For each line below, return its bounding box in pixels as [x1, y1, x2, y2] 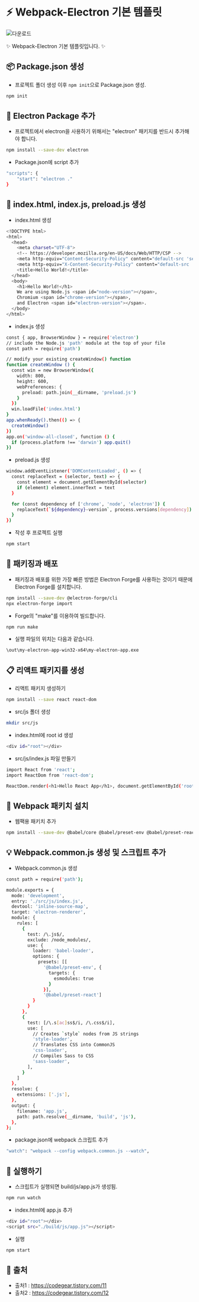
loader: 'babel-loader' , [32, 948, 94, 954]
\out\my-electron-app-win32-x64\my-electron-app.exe [6, 647, 139, 653]
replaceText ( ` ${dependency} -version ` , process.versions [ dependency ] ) [17, 507, 192, 512]
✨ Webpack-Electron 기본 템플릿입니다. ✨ [6, 42, 105, 49]
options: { [32, 954, 60, 960]
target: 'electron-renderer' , [11, 909, 86, 916]
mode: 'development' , [11, 892, 65, 898]
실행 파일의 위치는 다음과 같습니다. [14, 636, 94, 643]
